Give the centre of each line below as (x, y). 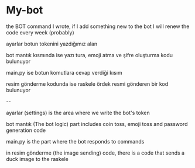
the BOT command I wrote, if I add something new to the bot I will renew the (98, 26)
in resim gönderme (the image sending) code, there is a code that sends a (95, 153)
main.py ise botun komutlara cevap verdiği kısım (64, 72)
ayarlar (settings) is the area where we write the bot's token (78, 113)
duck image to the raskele (37, 159)
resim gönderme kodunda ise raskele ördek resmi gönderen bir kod (87, 84)
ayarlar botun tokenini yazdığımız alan (52, 44)
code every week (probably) (40, 32)
